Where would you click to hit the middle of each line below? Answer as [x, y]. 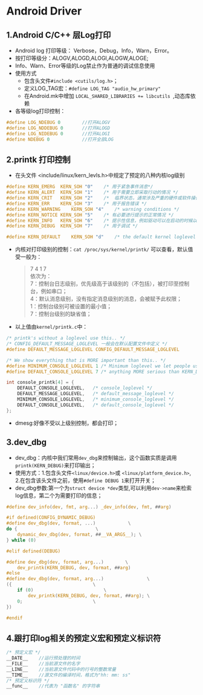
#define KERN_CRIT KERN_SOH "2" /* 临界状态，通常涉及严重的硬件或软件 [99, 198]
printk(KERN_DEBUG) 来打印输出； [55, 465]
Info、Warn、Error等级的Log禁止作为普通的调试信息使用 [85, 66]
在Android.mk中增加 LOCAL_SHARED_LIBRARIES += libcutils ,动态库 [107, 96]
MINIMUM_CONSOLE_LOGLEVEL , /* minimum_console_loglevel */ [95, 399]
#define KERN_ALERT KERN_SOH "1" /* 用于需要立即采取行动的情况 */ [92, 192]
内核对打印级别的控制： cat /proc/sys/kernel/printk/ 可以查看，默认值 [104, 250]
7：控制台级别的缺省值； [61, 314]
